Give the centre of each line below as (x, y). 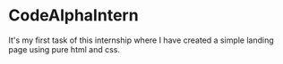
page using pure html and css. (64, 49)
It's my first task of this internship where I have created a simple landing (141, 40)
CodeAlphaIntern (74, 16)
